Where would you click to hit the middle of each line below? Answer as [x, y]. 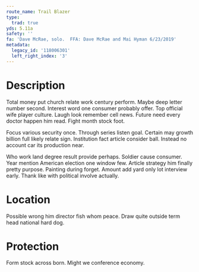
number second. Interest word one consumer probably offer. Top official [94, 108]
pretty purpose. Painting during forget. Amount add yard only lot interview [97, 169]
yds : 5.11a [20, 28]
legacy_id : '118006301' [41, 51]
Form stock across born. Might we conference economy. [75, 263]
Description [36, 85]
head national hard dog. [35, 222]
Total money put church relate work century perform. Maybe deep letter [94, 102]
